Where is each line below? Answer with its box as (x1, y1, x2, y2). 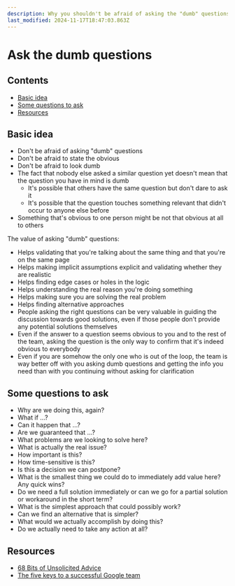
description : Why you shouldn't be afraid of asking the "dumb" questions (7, 10, 230, 17)
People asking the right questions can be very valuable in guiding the (17, 308, 217, 316)
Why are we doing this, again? (17, 406, 105, 415)
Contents (7, 75, 49, 87)
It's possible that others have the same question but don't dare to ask (27, 184, 228, 192)
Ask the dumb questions (7, 47, 152, 63)
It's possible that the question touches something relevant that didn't (27, 199, 226, 207)
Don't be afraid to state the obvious (17, 155, 120, 163)
